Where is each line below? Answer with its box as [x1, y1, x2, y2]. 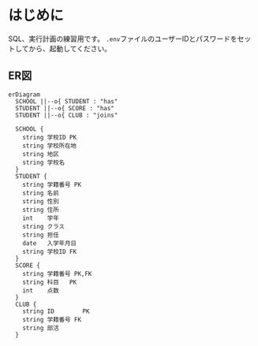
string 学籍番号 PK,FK [22, 270, 92, 277]
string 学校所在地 [22, 142, 77, 150]
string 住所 [22, 206, 59, 214]
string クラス [22, 222, 65, 230]
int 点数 [22, 286, 59, 295]
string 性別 [22, 197, 59, 205]
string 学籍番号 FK [22, 315, 81, 323]
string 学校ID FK [22, 247, 77, 255]
